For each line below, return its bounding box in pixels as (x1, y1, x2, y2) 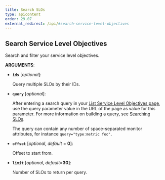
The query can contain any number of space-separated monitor (12, 126, 142, 132)
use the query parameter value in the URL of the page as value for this (12, 106, 156, 112)
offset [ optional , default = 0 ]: (12, 140, 73, 146)
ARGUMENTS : (5, 62, 35, 68)
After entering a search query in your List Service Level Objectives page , (12, 100, 161, 106)
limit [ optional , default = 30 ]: (12, 160, 72, 166)
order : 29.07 (5, 16, 32, 21)
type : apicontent (5, 12, 41, 17)
